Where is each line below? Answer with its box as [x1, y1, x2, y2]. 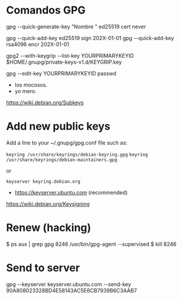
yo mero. [14, 87, 37, 94]
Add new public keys [6, 120, 110, 133]
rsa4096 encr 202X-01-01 [6, 41, 70, 48]
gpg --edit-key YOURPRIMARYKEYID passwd [6, 70, 117, 77]
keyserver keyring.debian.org [6, 178, 81, 185]
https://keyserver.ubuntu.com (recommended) [14, 189, 128, 196]
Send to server [6, 261, 80, 274]
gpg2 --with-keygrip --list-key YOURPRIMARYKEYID [6, 52, 134, 59]
